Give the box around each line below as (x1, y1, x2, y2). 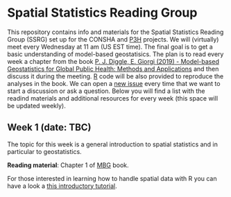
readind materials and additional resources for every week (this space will (7, 94, 219, 102)
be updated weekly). (7, 101, 66, 110)
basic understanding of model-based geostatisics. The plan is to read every (7, 50, 224, 58)
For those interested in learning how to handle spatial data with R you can (7, 174, 217, 182)
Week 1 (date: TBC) (7, 121, 92, 133)
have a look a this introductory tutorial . (7, 182, 118, 190)
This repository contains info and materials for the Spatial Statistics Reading (7, 28, 224, 36)
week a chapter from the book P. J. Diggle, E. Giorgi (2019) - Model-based (7, 57, 220, 65)
